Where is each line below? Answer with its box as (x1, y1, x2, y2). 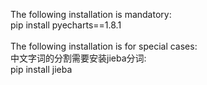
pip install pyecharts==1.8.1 (10, 19, 122, 31)
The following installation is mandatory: (10, 9, 172, 20)
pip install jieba (10, 64, 73, 75)
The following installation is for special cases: (10, 40, 198, 52)
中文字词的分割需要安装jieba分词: (10, 52, 147, 64)
